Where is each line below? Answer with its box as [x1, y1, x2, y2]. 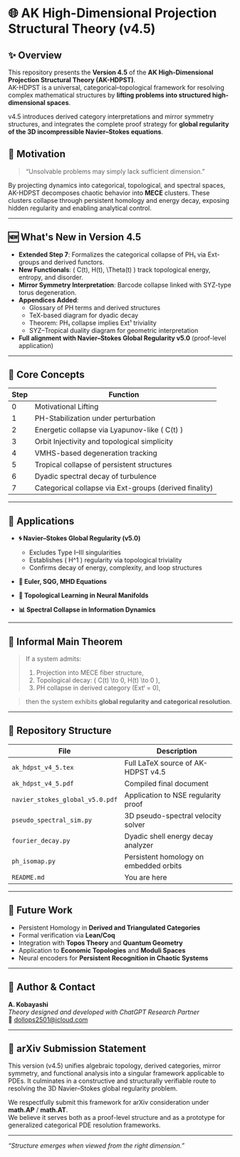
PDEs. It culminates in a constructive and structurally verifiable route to [8, 1077, 216, 1086]
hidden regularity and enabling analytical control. [8, 204, 152, 212]
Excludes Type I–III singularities [28, 548, 122, 557]
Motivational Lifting [34, 402, 99, 412]
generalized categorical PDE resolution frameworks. [8, 1121, 161, 1130]
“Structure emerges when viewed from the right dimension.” [8, 1141, 184, 1150]
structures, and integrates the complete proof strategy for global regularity [8, 120, 229, 128]
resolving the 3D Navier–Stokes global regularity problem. [8, 1084, 178, 1093]
